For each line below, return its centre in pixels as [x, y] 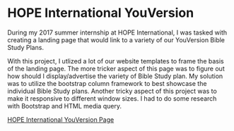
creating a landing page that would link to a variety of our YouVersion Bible [116, 39]
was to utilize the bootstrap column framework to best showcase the [107, 83]
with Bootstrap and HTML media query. [65, 106]
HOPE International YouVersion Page [61, 119]
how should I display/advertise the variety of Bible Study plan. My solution [115, 76]
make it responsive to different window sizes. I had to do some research [112, 98]
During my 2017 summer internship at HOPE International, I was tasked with [117, 32]
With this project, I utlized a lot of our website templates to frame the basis [116, 61]
